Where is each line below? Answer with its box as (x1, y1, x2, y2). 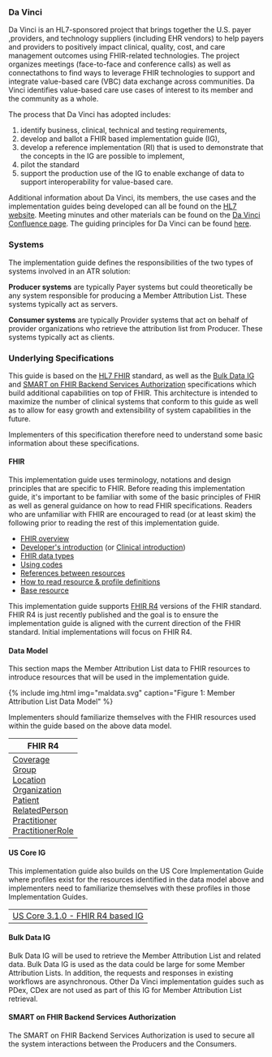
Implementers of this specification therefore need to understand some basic (8, 429, 263, 439)
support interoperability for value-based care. (19, 177, 174, 187)
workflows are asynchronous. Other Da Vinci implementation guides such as (8, 977, 265, 986)
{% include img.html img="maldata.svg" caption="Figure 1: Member (8, 688, 235, 698)
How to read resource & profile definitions (19, 577, 161, 587)
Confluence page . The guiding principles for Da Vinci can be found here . (8, 218, 252, 229)
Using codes (19, 559, 63, 570)
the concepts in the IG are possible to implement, (19, 151, 185, 161)
